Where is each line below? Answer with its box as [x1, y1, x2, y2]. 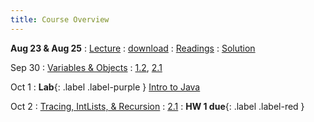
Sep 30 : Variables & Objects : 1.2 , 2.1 [10, 61, 163, 73]
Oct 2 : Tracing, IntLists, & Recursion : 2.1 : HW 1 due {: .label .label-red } [10, 100, 305, 112]
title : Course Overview [10, 14, 110, 25]
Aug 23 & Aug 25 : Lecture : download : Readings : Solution [10, 42, 256, 54]
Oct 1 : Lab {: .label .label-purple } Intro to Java [10, 81, 201, 93]
